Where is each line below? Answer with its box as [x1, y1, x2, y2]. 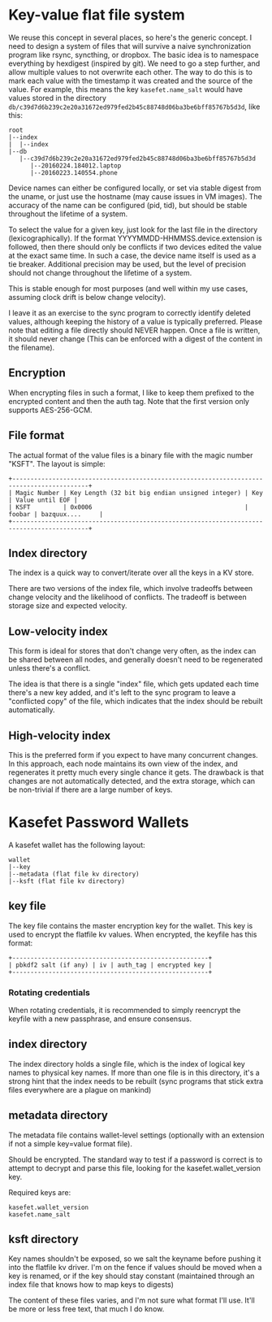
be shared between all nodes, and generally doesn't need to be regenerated [8, 654, 263, 664]
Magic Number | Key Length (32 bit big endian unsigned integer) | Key [15, 489, 264, 497]
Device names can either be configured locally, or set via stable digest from [8, 183, 261, 193]
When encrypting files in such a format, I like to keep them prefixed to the [8, 388, 254, 398]
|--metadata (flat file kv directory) [8, 870, 140, 878]
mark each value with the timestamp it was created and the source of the [8, 76, 253, 85]
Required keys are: [8, 1187, 71, 1197]
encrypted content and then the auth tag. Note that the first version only [8, 396, 250, 406]
